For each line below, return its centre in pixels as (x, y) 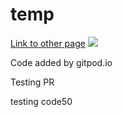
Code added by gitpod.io (61, 62)
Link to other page (48, 43)
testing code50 (41, 101)
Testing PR (32, 82)
